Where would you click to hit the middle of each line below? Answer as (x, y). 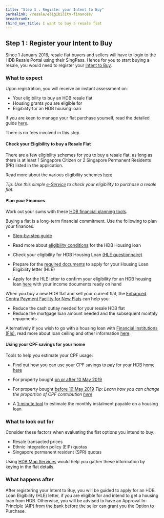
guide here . (17, 123)
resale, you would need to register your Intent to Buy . (59, 65)
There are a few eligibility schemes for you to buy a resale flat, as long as (79, 155)
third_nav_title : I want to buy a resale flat (54, 23)
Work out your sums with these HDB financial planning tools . (66, 212)
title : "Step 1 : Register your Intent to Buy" (55, 10)
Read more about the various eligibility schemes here (59, 175)
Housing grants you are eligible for (47, 103)
